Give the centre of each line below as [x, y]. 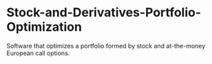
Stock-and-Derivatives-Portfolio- [104, 13]
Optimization [44, 27]
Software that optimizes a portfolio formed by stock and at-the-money [106, 46]
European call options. [38, 53]
